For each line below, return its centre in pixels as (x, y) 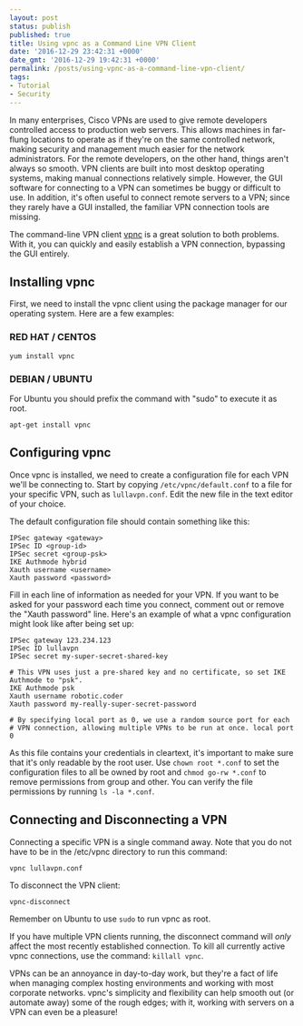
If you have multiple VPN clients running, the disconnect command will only (151, 936)
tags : (20, 77)
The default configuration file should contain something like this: (130, 521)
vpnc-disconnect (40, 901)
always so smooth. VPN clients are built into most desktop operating (137, 168)
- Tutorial (30, 85)
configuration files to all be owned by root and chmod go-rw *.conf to (138, 772)
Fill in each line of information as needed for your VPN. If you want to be (144, 594)
